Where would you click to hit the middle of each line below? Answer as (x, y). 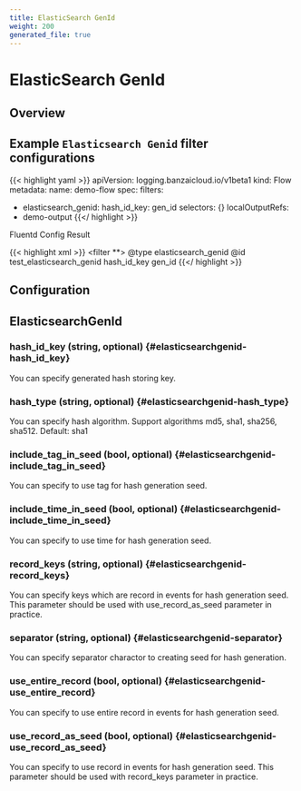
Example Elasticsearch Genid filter (109, 144)
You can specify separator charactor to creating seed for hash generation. (148, 658)
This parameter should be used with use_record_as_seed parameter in (141, 605)
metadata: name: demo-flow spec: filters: (87, 189)
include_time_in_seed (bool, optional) (94, 509)
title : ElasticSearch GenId (63, 18)
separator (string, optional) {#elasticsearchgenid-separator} (146, 638)
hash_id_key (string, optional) (76, 347)
